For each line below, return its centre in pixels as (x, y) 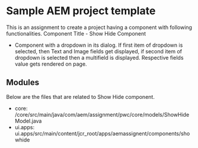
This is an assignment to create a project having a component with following (99, 27)
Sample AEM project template (81, 11)
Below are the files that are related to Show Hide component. (81, 96)
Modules (23, 83)
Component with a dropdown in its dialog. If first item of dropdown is (99, 45)
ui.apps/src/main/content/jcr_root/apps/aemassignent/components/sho (102, 133)
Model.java (28, 121)
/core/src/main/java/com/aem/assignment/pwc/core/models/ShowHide (102, 114)
